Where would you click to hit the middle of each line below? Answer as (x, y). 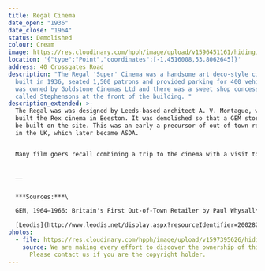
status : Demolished (40, 38)
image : (19, 52)
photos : (21, 233)
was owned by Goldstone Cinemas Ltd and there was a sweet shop (123, 89)
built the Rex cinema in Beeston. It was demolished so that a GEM (129, 119)
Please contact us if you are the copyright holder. (118, 254)
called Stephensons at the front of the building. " (104, 96)
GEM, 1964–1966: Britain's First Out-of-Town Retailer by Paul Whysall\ (137, 211)
